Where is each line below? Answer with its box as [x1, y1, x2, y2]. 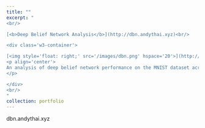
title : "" [6, 9, 32, 15]
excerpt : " [6, 15, 34, 21]
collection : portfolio [6, 98, 64, 104]
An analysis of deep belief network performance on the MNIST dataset [6, 65, 190, 71]
